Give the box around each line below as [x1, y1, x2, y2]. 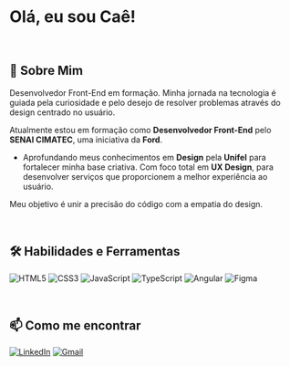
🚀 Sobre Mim [9, 63, 84, 78]
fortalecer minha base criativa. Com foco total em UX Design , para [22, 162, 274, 173]
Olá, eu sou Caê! [9, 6, 137, 27]
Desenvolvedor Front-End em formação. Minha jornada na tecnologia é [9, 87, 276, 98]
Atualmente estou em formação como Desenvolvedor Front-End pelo [9, 124, 272, 135]
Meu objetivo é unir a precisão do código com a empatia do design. [9, 198, 263, 209]
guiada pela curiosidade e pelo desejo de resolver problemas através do [9, 97, 281, 108]
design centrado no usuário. [9, 107, 116, 118]
